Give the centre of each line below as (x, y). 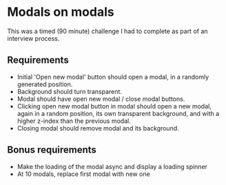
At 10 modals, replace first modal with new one (83, 174)
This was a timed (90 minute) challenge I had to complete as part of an (107, 31)
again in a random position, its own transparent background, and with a (118, 113)
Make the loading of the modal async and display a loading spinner (112, 166)
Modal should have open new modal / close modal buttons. (101, 99)
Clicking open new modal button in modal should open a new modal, (114, 106)
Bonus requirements (52, 150)
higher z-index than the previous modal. (74, 121)
